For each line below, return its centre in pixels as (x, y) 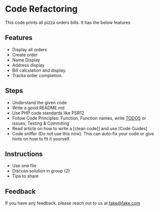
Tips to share (25, 176)
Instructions (24, 154)
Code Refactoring (41, 9)
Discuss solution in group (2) (41, 171)
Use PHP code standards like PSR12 (48, 113)
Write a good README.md (38, 108)
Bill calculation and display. (39, 70)
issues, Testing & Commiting (41, 123)
